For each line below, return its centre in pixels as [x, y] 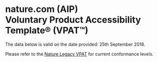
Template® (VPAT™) [47, 30]
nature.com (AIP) [42, 9]
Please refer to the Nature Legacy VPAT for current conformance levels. [80, 54]
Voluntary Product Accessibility [73, 20]
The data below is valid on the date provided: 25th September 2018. [75, 44]
